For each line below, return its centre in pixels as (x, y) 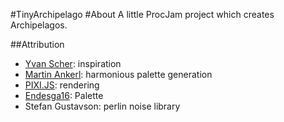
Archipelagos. (39, 25)
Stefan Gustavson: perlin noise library (102, 106)
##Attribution (37, 44)
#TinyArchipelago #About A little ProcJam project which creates (142, 14)
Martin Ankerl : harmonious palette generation (118, 74)
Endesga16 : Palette (64, 95)
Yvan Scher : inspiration (73, 63)
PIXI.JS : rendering (62, 85)
